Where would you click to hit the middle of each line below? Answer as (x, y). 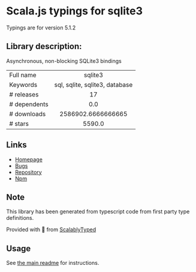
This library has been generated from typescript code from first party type (98, 211)
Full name (23, 75)
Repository (28, 172)
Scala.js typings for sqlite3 (74, 11)
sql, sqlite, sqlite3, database (94, 84)
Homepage (29, 159)
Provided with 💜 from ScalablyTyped (51, 229)
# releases (24, 94)
